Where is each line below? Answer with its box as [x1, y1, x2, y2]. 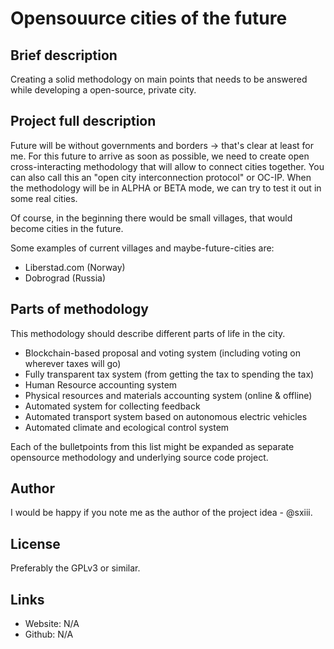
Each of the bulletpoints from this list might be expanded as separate [10, 440, 295, 452]
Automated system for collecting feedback [24, 400, 201, 412]
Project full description [10, 113, 157, 130]
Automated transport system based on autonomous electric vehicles [24, 410, 308, 422]
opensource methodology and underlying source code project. [10, 451, 269, 463]
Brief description [10, 47, 118, 64]
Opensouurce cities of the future [10, 7, 288, 30]
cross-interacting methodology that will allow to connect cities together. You [10, 160, 325, 172]
